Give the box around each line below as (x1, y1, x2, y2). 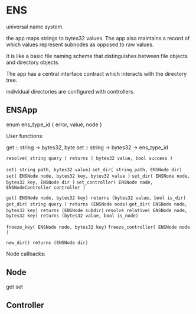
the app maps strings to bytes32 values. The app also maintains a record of (6, 34, 190, 41)
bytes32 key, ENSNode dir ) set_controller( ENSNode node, (6, 179, 153, 185)
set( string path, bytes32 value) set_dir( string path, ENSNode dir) (6, 166, 182, 172)
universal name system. (6, 23, 64, 30)
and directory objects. (6, 59, 60, 66)
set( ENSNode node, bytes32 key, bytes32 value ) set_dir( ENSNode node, (6, 173, 190, 179)
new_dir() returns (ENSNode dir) (6, 239, 89, 246)
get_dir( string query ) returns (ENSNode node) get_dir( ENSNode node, (6, 201, 188, 207)
